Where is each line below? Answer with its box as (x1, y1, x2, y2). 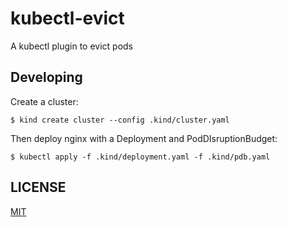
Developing (10, 69, 83, 86)
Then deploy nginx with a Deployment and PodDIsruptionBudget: (10, 132, 278, 144)
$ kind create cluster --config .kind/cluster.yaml (10, 115, 230, 125)
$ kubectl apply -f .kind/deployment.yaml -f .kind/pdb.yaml (10, 152, 271, 162)
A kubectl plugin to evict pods (10, 40, 133, 52)
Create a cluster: (10, 95, 79, 107)
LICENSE (10, 179, 67, 196)
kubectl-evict (10, 7, 125, 30)
